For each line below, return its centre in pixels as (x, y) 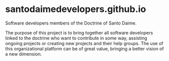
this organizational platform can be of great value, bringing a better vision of (85, 48)
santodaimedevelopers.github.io (76, 9)
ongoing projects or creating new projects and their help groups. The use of (84, 43)
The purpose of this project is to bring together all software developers (79, 32)
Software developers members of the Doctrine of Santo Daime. (71, 23)
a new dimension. (24, 54)
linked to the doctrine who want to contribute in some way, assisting (76, 38)
